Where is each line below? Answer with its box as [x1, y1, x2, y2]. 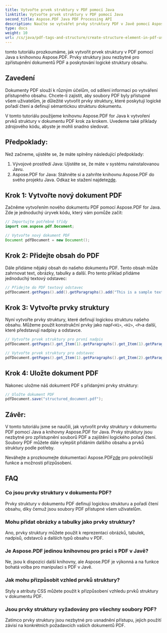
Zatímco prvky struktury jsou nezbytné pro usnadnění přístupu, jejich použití [5, 617, 162, 623]
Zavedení [5, 74, 35, 82]
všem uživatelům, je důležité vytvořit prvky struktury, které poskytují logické [5, 98, 162, 104]
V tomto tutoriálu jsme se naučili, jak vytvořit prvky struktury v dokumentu [5, 424, 157, 430]
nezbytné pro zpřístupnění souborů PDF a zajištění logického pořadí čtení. [5, 434, 157, 440]
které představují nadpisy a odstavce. [5, 327, 82, 333]
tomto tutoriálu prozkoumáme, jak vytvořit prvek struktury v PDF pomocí [5, 48, 153, 55]
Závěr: [5, 410, 26, 419]
